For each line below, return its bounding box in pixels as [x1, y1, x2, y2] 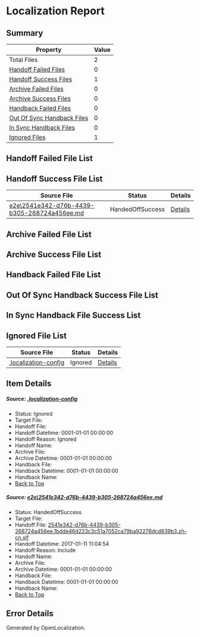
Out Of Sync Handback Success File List [6, 290, 159, 300]
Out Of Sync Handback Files [9, 114, 89, 122]
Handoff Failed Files [9, 66, 65, 73]
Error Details [6, 608, 54, 619]
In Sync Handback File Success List [6, 310, 141, 320]
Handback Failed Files [9, 104, 71, 112]
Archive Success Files [9, 94, 71, 103]
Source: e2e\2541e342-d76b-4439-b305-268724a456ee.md [6, 493, 163, 500]
